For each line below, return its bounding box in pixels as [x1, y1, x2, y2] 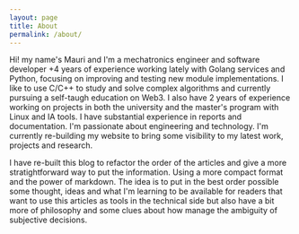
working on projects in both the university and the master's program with [9, 102, 279, 113]
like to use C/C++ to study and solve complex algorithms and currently [9, 82, 271, 94]
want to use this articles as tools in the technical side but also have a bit [9, 195, 275, 206]
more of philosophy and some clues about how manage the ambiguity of [9, 205, 278, 216]
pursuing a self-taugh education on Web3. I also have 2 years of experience [9, 92, 291, 103]
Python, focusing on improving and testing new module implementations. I [9, 74, 285, 84]
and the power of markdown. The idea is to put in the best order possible [9, 177, 279, 187]
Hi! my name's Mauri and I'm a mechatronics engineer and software [9, 55, 260, 65]
